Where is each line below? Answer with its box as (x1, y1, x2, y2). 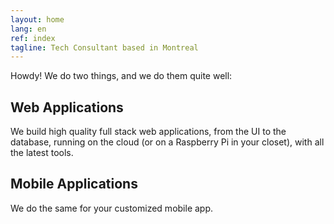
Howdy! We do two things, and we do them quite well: (10, 70, 233, 82)
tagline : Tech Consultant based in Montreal (10, 42, 199, 53)
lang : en (10, 24, 47, 34)
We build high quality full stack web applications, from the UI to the (10, 126, 287, 138)
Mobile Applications (10, 176, 138, 193)
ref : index (10, 33, 56, 43)
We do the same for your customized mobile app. (10, 202, 214, 214)
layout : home (10, 14, 65, 25)
